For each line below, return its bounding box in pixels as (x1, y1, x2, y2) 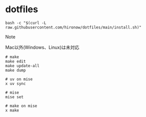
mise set (5, 94, 24, 100)
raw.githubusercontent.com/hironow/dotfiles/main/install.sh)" (5, 24, 142, 30)
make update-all (5, 63, 40, 68)
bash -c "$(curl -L (5, 20, 47, 25)
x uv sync (5, 81, 26, 86)
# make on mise (5, 103, 38, 108)
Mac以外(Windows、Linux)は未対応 (5, 44, 80, 50)
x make (5, 108, 19, 113)
